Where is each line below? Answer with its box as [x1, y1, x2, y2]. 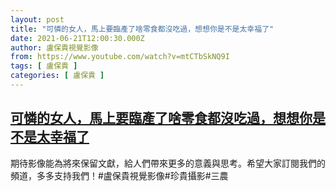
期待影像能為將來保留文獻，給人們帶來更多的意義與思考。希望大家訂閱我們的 [10, 157, 326, 169]
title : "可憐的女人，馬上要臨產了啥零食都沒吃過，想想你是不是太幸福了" [10, 24, 275, 34]
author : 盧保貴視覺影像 [10, 42, 99, 53]
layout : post [10, 14, 65, 25]
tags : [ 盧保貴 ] [10, 61, 78, 71]
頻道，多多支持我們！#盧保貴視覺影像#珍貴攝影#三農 [10, 169, 229, 181]
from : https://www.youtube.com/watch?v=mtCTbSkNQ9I [10, 52, 230, 62]
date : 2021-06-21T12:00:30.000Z [10, 33, 145, 43]
